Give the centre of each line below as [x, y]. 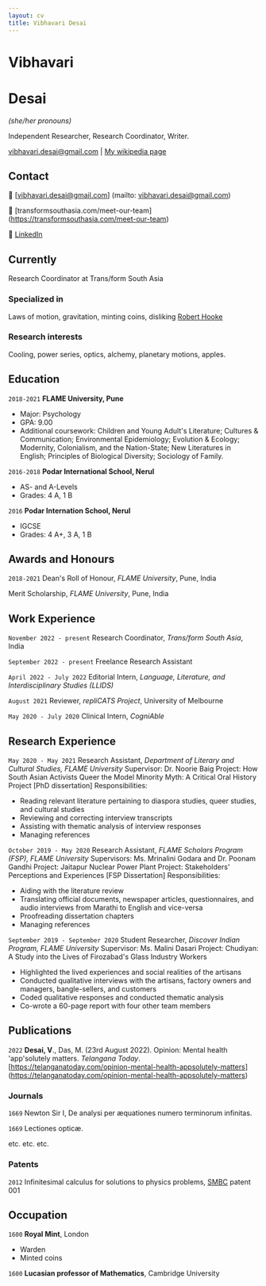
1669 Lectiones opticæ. [46, 1129]
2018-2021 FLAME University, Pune [66, 399]
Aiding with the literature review [72, 891]
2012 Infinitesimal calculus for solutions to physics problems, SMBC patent [130, 1182]
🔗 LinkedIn [25, 234]
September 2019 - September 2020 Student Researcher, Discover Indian [124, 940]
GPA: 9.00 [36, 422]
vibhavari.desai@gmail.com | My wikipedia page [87, 151]
